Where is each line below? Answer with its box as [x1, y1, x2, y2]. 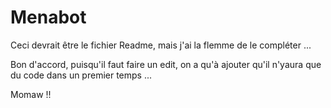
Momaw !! [10, 88, 52, 100]
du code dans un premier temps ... [10, 69, 153, 81]
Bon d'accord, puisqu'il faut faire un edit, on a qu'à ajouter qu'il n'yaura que [10, 58, 322, 70]
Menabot [10, 6, 87, 29]
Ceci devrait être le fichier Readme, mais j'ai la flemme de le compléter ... [10, 39, 312, 51]
